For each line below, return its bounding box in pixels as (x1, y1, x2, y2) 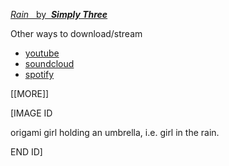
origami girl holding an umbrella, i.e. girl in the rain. (10, 127, 220, 138)
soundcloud (24, 58, 75, 69)
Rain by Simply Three (10, 9, 108, 20)
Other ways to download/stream (10, 28, 143, 39)
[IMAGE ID (10, 107, 53, 119)
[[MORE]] (10, 88, 50, 99)
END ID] (10, 146, 43, 158)
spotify (24, 69, 55, 80)
